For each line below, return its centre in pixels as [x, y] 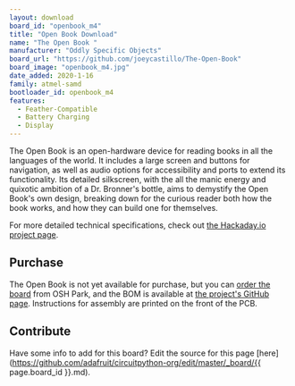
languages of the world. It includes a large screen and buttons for [130, 160]
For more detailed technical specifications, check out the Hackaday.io [138, 225]
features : [28, 101]
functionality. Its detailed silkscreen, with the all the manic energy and [138, 179]
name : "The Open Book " [54, 42]
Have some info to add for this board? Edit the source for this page [132, 353]
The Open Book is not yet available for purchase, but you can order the [140, 284]
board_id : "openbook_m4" [55, 26]
